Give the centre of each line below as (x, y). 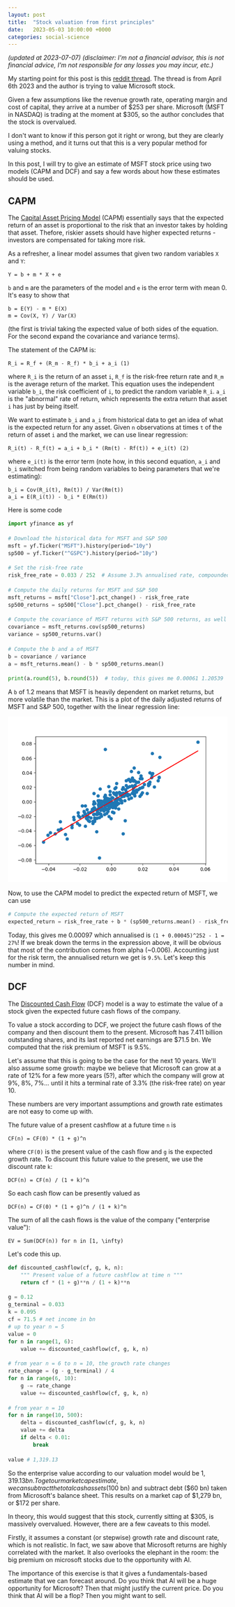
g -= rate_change (46, 1386)
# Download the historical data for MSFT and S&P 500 (88, 538)
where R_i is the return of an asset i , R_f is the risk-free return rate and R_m (116, 377)
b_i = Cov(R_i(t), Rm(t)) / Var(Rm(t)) (66, 490)
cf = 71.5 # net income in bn (52, 1319)
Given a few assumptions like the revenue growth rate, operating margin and (117, 100)
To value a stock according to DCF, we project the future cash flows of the (115, 1025)
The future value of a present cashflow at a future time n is (92, 1125)
